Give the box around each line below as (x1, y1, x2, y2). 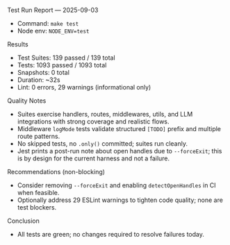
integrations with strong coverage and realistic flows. (17, 117, 170, 126)
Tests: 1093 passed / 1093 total (17, 61, 107, 69)
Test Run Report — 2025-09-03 (7, 6, 99, 14)
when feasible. (17, 189, 60, 196)
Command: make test (17, 19, 79, 27)
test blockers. (17, 203, 57, 211)
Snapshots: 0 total (17, 69, 69, 76)
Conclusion (7, 217, 40, 225)
